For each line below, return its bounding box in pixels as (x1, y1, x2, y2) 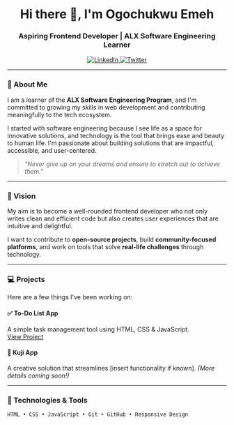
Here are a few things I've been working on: (7, 293, 133, 301)
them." (24, 167, 44, 175)
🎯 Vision (7, 191, 36, 201)
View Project (7, 332, 44, 341)
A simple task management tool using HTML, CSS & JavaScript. (7, 325, 190, 334)
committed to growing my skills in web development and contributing (7, 103, 205, 111)
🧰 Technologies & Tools (7, 395, 88, 405)
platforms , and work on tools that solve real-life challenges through (7, 243, 204, 251)
